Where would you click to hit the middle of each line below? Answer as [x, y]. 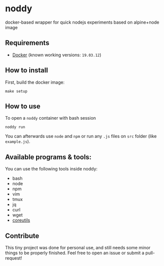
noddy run [15, 127]
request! [14, 258]
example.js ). [18, 141]
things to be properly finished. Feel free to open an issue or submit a [75, 253]
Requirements [27, 43]
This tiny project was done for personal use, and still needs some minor [78, 248]
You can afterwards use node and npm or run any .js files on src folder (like [81, 136]
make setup [16, 91]
